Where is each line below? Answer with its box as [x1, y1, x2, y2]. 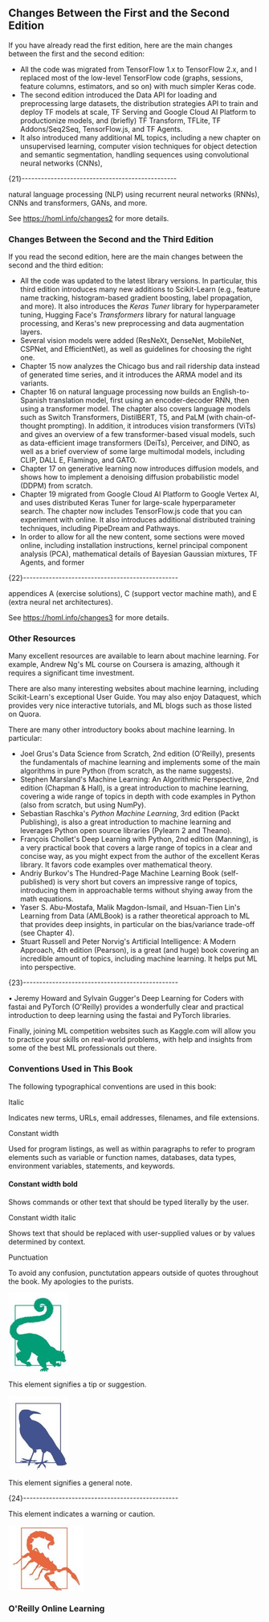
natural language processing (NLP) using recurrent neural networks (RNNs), [8, 189, 260, 199]
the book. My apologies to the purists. [8, 1277, 134, 1286]
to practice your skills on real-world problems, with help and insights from [8, 1035, 253, 1044]
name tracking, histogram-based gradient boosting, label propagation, [19, 293, 253, 303]
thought [19, 421, 47, 431]
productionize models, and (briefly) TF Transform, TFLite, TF [19, 116, 221, 125]
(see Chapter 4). [19, 928, 75, 938]
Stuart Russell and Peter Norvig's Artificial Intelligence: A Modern [19, 937, 237, 946]
